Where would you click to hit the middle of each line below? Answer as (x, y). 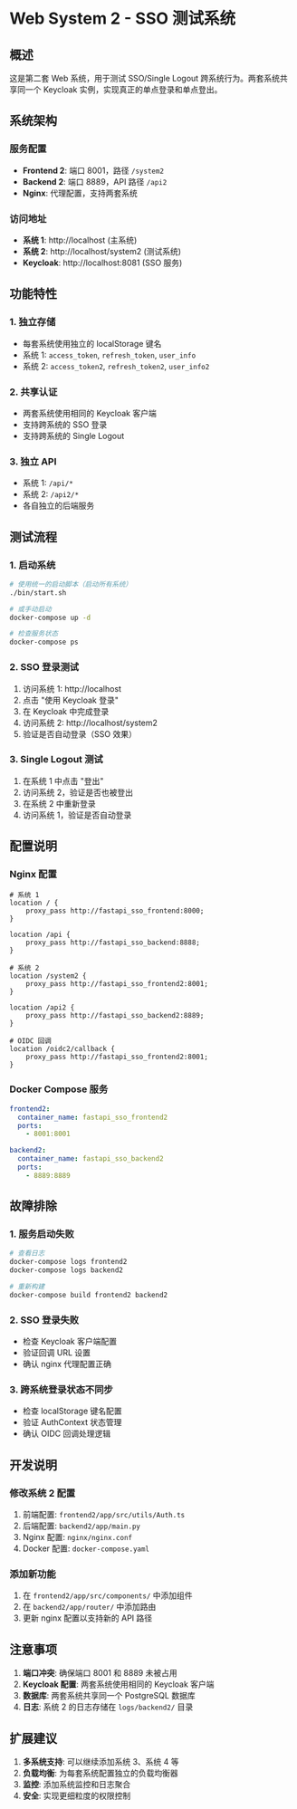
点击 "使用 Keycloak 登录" (71, 700)
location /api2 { (42, 1008)
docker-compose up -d (50, 617)
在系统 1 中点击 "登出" (63, 780)
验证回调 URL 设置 (57, 1353)
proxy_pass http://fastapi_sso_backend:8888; (113, 943)
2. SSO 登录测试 (44, 667)
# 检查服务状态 (34, 634)
